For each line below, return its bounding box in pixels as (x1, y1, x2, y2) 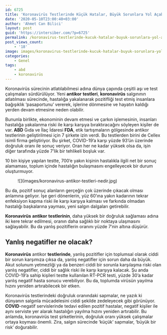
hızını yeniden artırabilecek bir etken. (5, 283, 81, 289)
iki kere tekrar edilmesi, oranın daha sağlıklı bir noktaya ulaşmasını (5, 218, 141, 224)
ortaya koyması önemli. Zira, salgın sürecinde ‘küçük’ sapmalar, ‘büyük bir (5, 319, 157, 325)
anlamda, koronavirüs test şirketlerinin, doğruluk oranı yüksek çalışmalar (5, 314, 153, 320)
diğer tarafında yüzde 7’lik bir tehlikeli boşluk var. (5, 148, 105, 154)
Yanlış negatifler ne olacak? (5, 238, 93, 247)
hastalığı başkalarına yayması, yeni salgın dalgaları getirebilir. (5, 203, 130, 209)
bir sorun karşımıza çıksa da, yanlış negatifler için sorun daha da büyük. (5, 256, 152, 262)
